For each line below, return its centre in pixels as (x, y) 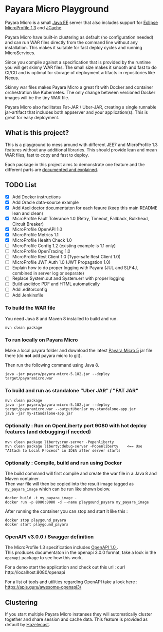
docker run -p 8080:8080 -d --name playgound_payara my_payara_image (77, 502)
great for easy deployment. (32, 117)
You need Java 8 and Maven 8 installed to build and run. (61, 318)
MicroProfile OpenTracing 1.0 (41, 251)
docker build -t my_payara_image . (41, 498)
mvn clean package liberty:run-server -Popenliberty (60, 442)
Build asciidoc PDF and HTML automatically (56, 284)
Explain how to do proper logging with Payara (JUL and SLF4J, (75, 268)
